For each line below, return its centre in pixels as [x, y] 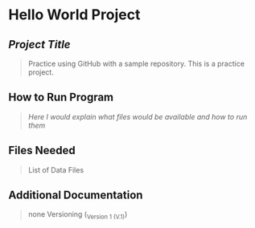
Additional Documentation [76, 195]
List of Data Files [56, 169]
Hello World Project [74, 15]
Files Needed [42, 151]
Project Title [39, 45]
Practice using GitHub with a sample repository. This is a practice [136, 63]
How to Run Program [61, 98]
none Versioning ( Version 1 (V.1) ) [78, 216]
